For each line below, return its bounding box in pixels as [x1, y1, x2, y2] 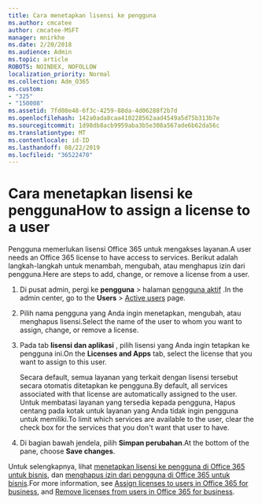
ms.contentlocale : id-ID [8, 136, 90, 144]
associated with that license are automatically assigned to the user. [19, 390, 238, 399]
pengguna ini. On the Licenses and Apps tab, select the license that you [19, 349, 253, 359]
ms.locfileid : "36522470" [8, 151, 93, 159]
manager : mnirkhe [8, 33, 65, 42]
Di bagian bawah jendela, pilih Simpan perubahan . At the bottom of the [19, 439, 249, 448]
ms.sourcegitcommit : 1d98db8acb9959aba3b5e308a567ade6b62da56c [8, 121, 220, 129]
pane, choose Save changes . [19, 446, 116, 456]
